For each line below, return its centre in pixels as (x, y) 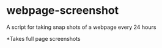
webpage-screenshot (63, 10)
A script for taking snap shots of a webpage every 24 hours (81, 27)
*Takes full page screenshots (43, 38)
